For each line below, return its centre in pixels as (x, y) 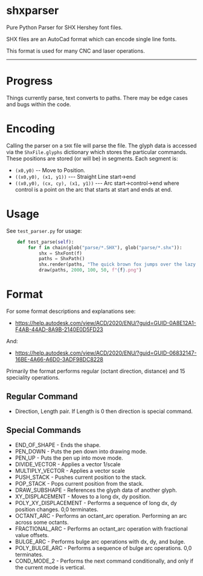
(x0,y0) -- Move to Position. (50, 170)
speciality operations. (33, 377)
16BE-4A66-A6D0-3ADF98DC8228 (59, 359)
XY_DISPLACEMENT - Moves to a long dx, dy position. (83, 496)
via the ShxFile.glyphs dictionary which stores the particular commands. (97, 152)
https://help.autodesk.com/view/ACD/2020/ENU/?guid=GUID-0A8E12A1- (105, 323)
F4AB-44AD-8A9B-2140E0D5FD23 (59, 329)
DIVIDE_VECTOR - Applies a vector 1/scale (68, 464)
